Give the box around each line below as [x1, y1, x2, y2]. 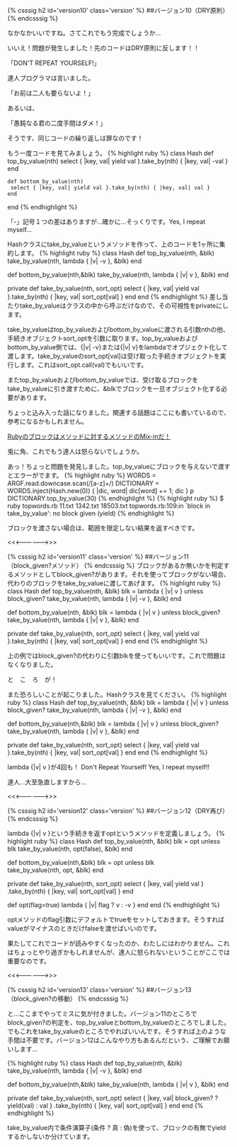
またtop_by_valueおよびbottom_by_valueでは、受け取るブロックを [7, 375, 199, 384]
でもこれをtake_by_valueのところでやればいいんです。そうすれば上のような [7, 1027, 226, 1035]
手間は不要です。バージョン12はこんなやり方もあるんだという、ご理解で [7, 1036, 218, 1044]
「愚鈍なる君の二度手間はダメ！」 [7, 119, 107, 127]
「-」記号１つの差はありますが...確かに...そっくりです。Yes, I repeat [7, 218, 206, 226]
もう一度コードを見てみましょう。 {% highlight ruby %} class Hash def [7, 149, 214, 157]
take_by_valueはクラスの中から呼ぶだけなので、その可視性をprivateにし [19, 301, 229, 310]
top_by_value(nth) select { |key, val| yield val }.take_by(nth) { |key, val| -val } [7, 157, 229, 165]
